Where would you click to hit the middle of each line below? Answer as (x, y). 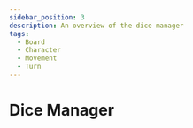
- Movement (37, 58)
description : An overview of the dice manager (96, 26)
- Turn (29, 67)
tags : (19, 34)
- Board (31, 42)
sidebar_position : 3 (47, 17)
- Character (39, 50)
